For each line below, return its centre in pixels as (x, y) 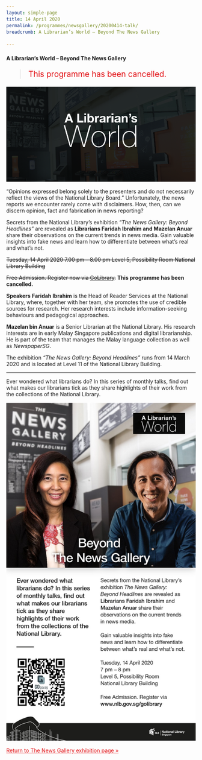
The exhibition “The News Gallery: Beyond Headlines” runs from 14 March (98, 357)
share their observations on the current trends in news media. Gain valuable (100, 235)
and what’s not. (25, 248)
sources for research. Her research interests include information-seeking (97, 308)
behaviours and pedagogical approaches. (58, 315)
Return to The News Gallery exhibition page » (63, 750)
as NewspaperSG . (29, 346)
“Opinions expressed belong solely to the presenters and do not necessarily (100, 191)
